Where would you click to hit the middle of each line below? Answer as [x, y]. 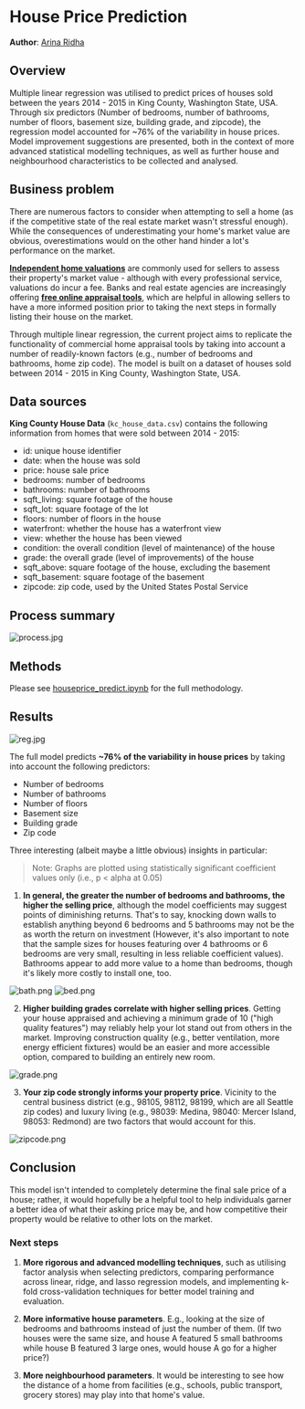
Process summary [63, 615]
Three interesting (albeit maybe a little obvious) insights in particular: [138, 850]
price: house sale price [66, 470]
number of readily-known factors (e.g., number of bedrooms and [131, 353]
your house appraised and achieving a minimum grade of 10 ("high [148, 1018]
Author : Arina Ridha [47, 42]
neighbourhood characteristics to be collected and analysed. [124, 161]
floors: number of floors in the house [92, 519]
